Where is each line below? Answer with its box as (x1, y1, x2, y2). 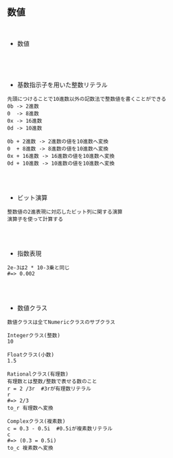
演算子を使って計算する (7, 216, 64, 222)
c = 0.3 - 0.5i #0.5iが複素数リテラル (7, 425, 113, 432)
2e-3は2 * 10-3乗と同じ (7, 264, 70, 271)
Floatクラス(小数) (7, 351, 55, 358)
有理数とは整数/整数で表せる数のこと (7, 378, 97, 385)
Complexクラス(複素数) (7, 417, 66, 424)
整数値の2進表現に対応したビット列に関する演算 (7, 208, 123, 215)
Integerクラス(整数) (7, 332, 60, 339)
